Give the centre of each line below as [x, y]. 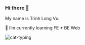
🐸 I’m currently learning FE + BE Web [43, 28]
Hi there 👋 [17, 8]
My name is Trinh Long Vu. [33, 19]
